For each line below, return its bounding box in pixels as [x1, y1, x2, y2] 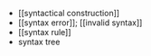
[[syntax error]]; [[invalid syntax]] [17, 17, 143, 28]
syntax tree [17, 36, 61, 47]
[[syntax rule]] [17, 27, 71, 37]
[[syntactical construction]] [17, 8, 120, 18]
